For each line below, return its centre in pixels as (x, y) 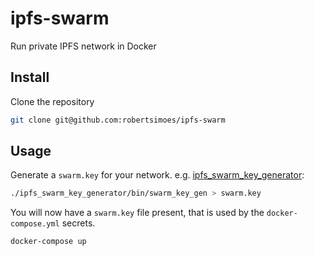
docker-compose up (48, 242)
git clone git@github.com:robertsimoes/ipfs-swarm (118, 120)
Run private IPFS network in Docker (83, 46)
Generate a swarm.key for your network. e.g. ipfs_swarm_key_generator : (157, 175)
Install (30, 77)
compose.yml (35, 224)
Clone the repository (52, 101)
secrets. (78, 223)
